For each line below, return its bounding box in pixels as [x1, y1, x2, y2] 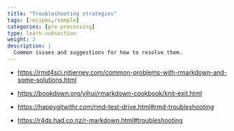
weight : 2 [7, 36, 36, 43]
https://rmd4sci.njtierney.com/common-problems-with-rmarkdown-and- [17, 68, 227, 77]
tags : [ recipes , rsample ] [7, 17, 80, 24]
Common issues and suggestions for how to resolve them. [13, 49, 183, 56]
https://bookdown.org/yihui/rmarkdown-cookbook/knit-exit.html [17, 88, 203, 98]
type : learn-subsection [7, 29, 77, 37]
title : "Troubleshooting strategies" [7, 10, 117, 17]
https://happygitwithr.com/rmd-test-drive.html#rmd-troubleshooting [17, 102, 214, 111]
